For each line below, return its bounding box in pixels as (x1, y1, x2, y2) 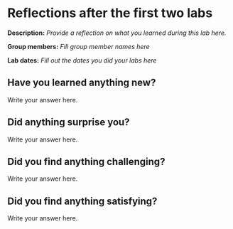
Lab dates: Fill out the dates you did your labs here (7, 55, 157, 65)
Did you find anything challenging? (7, 155, 166, 168)
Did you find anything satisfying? (7, 195, 158, 207)
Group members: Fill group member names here (7, 42, 151, 50)
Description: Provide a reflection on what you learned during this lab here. (7, 28, 227, 37)
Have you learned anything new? (7, 77, 156, 89)
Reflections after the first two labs (7, 5, 213, 21)
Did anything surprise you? (7, 116, 130, 129)
